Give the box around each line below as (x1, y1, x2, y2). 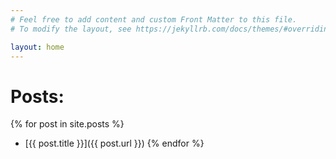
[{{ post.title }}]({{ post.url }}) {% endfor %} (24, 137, 205, 150)
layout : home (10, 42, 65, 52)
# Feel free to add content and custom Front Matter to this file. (10, 14, 298, 25)
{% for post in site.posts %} (10, 118, 125, 130)
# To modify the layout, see (10, 24, 132, 34)
